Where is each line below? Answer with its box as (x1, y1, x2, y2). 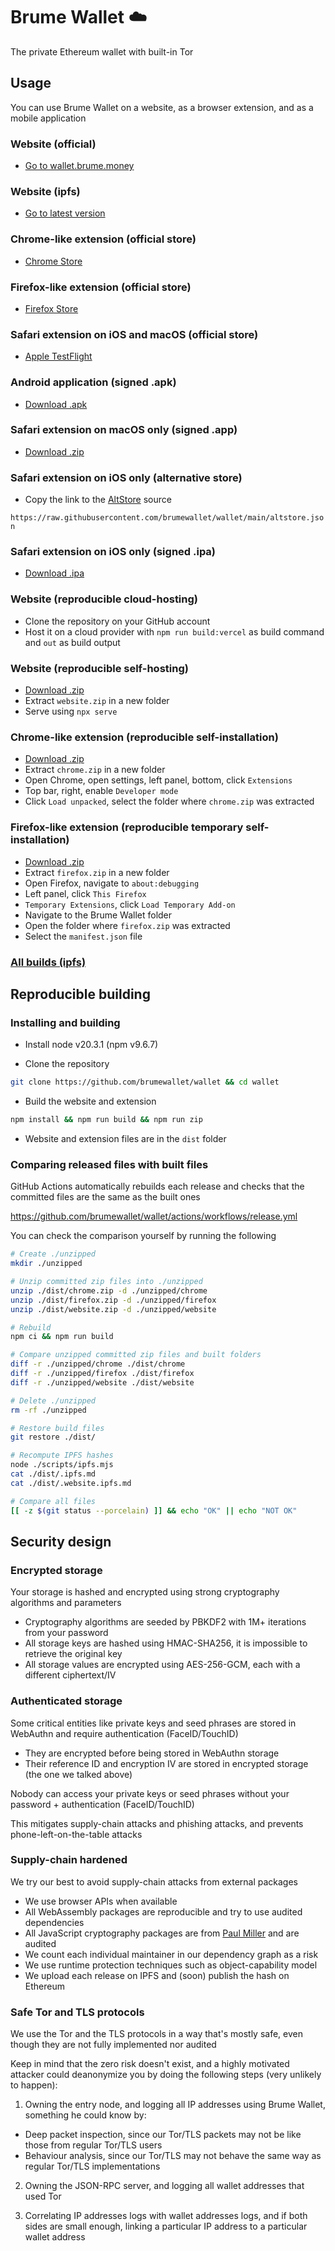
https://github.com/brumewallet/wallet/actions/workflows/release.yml (10, 1210, 298, 1223)
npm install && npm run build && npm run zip (10, 1115, 203, 1125)
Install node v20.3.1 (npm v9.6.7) (24, 1039, 159, 1051)
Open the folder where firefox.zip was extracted (24, 919, 231, 931)
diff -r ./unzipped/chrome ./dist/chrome (10, 1359, 186, 1369)
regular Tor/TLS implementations (24, 2160, 161, 2173)
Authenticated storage (10, 1694, 123, 1708)
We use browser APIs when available (24, 1895, 178, 1907)
